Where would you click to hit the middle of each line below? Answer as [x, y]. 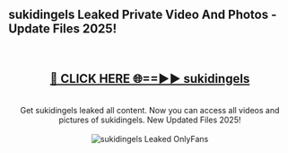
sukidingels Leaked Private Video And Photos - [143, 15]
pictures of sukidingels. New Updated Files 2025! [150, 120]
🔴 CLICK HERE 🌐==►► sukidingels [150, 79]
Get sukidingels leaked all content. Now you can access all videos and [150, 110]
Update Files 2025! [63, 29]
